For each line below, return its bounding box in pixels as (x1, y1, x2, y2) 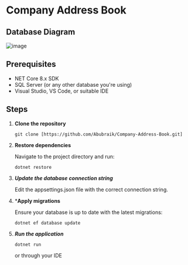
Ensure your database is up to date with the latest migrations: (14, 209, 163, 216)
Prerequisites (6, 59, 56, 69)
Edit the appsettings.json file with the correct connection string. (14, 186, 169, 193)
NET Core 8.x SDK (14, 74, 59, 82)
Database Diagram (6, 27, 76, 37)
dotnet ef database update (14, 220, 81, 226)
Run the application (14, 230, 64, 237)
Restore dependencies (14, 141, 71, 148)
